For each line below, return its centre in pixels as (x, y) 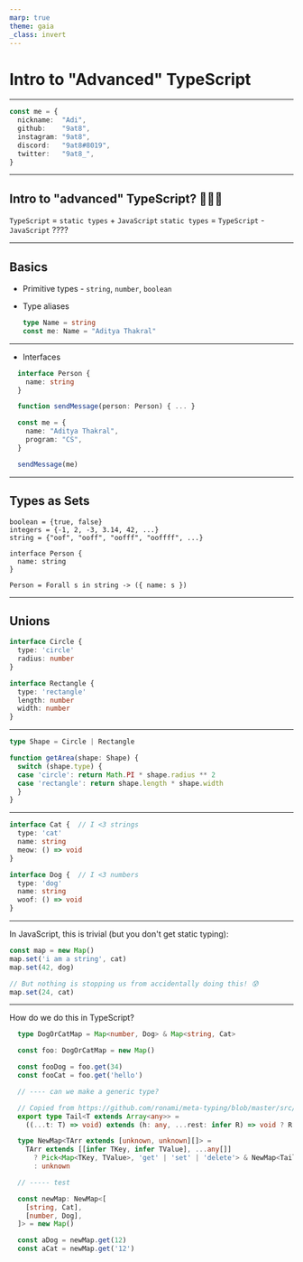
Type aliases (46, 306)
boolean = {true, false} (56, 522)
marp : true (30, 18)
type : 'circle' (46, 650)
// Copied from (46, 1108)
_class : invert (38, 34)
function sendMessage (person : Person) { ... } (106, 407)
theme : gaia (32, 26)
